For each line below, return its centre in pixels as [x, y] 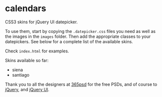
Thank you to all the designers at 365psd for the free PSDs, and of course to [81, 84]
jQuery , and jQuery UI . [27, 89]
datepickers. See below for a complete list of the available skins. [69, 41]
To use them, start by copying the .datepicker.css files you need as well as [80, 31]
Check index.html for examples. [37, 51]
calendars [26, 8]
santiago [21, 75]
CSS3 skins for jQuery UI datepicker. [42, 22]
